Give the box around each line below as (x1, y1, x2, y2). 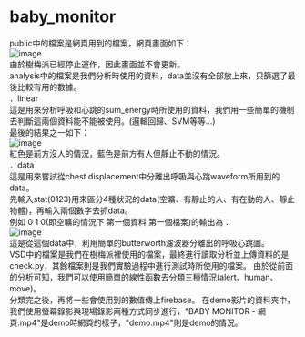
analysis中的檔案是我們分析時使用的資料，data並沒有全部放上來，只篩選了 (9, 70, 289, 81)
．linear (9, 93, 39, 104)
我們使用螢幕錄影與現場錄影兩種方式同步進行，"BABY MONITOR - (9, 305, 257, 316)
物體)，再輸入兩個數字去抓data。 (9, 205, 134, 216)
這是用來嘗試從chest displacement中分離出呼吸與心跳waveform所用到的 (9, 170, 280, 181)
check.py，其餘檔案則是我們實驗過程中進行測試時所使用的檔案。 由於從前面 (9, 260, 294, 271)
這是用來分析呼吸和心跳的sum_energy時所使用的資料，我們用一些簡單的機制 (9, 104, 295, 115)
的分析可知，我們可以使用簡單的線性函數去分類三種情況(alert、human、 (9, 271, 279, 282)
